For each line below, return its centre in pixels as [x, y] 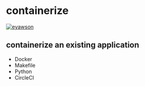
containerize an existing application [72, 45]
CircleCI [24, 77]
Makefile [25, 65]
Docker [23, 59]
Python [23, 71]
